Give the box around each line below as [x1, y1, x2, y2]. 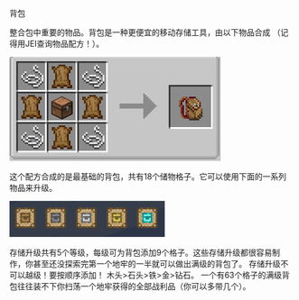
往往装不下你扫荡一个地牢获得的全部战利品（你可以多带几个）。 [16, 281, 251, 291]
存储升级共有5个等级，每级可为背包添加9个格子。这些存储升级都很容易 [9, 247, 273, 258]
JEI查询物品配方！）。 [24, 39, 105, 49]
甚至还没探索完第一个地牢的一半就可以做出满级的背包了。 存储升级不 [33, 259, 289, 268]
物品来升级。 [9, 183, 57, 193]
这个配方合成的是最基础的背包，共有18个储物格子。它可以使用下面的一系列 [9, 171, 287, 182]
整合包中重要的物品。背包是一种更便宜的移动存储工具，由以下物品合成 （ [9, 27, 281, 38]
